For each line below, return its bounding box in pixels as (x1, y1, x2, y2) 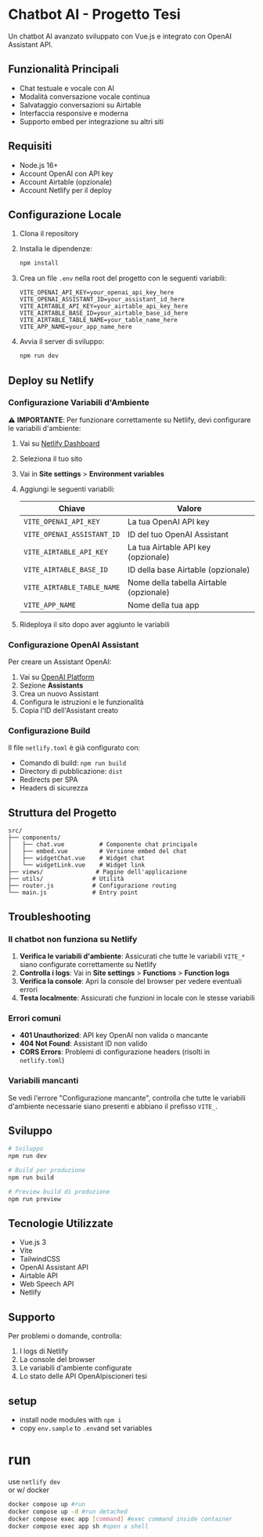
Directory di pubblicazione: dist (19, 767, 123, 776)
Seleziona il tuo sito (19, 454, 83, 463)
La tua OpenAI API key (128, 516, 210, 527)
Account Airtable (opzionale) (19, 177, 112, 186)
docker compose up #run (8, 1500, 86, 1508)
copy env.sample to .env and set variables (19, 1423, 153, 1433)
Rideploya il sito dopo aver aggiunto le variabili (19, 619, 170, 629)
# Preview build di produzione (8, 1188, 110, 1196)
